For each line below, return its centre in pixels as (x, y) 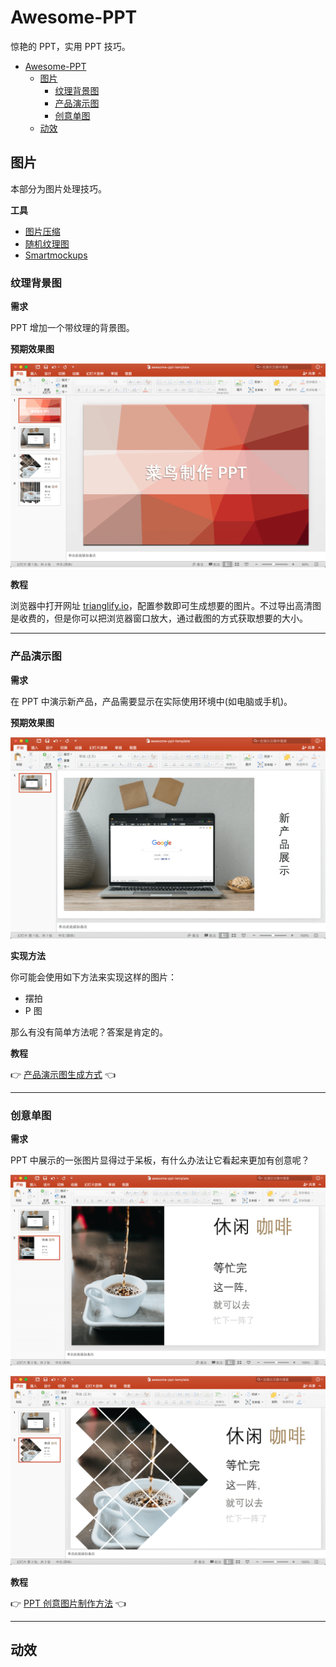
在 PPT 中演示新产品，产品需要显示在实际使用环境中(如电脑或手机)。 (151, 701)
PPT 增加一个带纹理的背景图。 (72, 328)
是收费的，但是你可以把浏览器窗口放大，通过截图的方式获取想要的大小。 (159, 618)
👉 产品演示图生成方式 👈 (63, 1075)
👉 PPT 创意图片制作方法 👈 (68, 1603)
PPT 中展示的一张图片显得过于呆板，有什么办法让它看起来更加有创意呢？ (160, 1160)
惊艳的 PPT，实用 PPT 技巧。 (70, 46)
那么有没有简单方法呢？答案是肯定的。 (89, 1032)
